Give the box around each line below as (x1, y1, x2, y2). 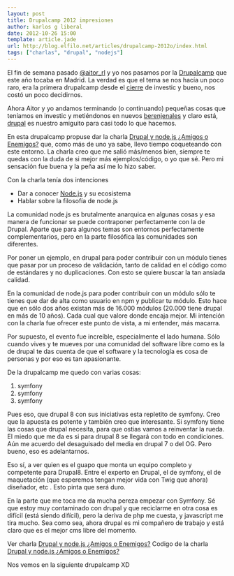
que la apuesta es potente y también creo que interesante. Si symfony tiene (7, 417, 225, 426)
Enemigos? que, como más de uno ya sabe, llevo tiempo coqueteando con (7, 140, 222, 148)
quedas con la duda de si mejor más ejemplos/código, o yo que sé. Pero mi (7, 154, 224, 163)
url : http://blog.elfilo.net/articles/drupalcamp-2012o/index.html (7, 43, 208, 50)
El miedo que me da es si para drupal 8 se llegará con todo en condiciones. (7, 432, 224, 441)
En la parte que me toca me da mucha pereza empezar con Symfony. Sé (7, 496, 216, 505)
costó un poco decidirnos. (7, 90, 83, 98)
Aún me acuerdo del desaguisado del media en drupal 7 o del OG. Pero (7, 439, 212, 448)
